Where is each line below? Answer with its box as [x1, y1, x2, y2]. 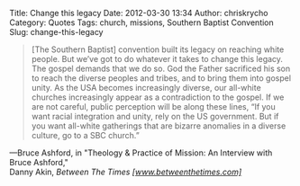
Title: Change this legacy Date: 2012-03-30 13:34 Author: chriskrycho [9, 8, 268, 18]
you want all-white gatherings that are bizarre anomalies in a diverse [31, 120, 286, 131]
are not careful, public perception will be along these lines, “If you [31, 102, 277, 111]
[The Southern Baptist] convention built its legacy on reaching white [31, 44, 285, 55]
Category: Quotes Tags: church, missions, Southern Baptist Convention [9, 17, 275, 28]
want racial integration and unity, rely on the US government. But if [31, 111, 279, 121]
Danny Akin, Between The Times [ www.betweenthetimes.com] [9, 166, 242, 177]
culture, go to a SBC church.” [31, 130, 140, 140]
